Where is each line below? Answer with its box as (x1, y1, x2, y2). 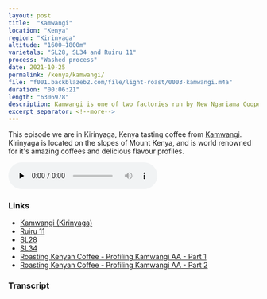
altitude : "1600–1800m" (8, 41, 87, 49)
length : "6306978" (8, 93, 69, 101)
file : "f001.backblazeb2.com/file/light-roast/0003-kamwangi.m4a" (8, 78, 233, 86)
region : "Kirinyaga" (8, 33, 77, 42)
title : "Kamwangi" (8, 19, 73, 27)
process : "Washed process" (8, 56, 98, 64)
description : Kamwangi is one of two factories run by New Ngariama (8, 100, 240, 108)
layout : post (8, 11, 52, 20)
